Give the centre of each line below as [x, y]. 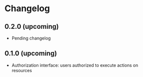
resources [22, 70]
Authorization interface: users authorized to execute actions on [75, 65]
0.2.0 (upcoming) [32, 27]
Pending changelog [31, 38]
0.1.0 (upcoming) [31, 53]
